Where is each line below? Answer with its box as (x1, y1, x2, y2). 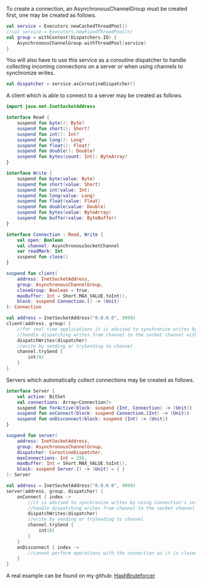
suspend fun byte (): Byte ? (17, 120, 85, 126)
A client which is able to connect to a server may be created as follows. (6, 92, 183, 99)
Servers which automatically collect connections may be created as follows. (6, 376, 194, 384)
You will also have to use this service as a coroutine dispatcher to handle (6, 57, 186, 64)
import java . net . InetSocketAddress (6, 104, 96, 110)
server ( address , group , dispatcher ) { (6, 488, 103, 494)
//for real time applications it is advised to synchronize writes (17, 326, 189, 332)
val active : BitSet (17, 393, 66, 400)
